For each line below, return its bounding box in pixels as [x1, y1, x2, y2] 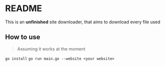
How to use [5, 33, 40, 41]
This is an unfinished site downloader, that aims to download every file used [5, 19, 161, 25]
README [5, 3, 42, 14]
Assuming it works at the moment [17, 46, 86, 51]
